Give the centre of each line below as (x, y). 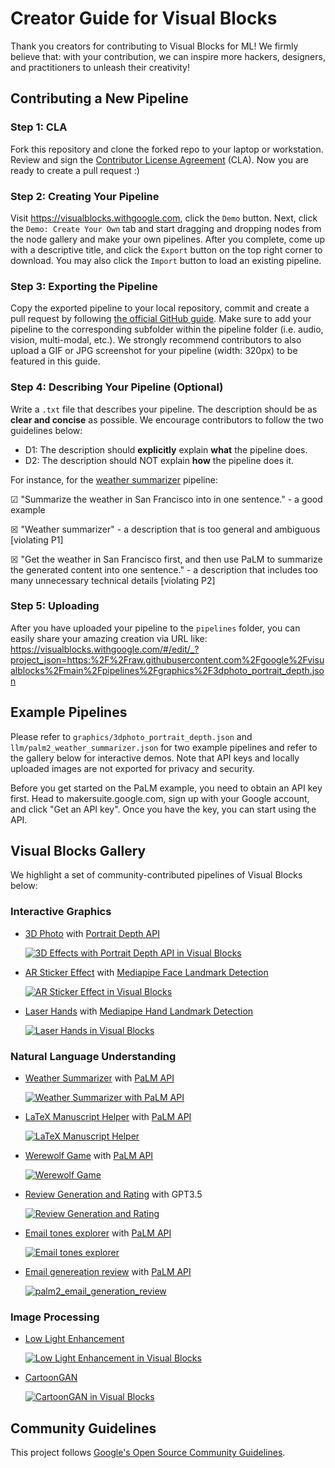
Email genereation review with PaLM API (108, 1272)
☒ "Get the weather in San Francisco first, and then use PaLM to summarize (166, 559)
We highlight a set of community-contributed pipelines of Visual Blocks (156, 875)
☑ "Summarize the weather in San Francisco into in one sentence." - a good (166, 499)
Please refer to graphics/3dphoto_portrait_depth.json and (131, 736)
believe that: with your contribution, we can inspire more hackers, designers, (168, 56)
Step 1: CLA (39, 127)
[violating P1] (37, 539)
